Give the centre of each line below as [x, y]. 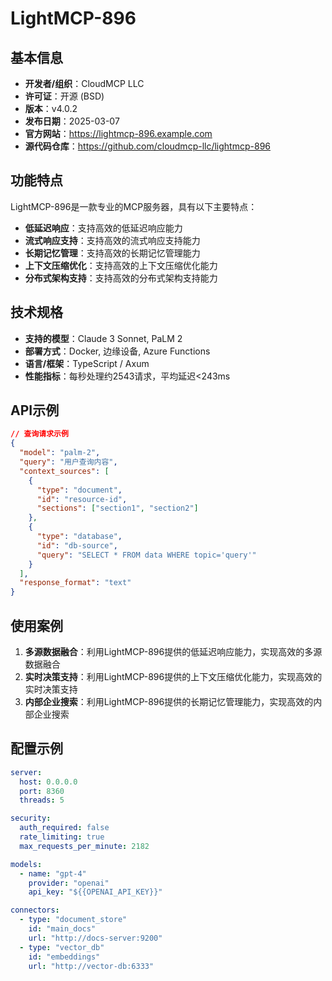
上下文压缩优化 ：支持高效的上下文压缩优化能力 [121, 265]
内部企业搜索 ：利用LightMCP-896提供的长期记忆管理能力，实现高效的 [169, 701]
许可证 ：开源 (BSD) [64, 96]
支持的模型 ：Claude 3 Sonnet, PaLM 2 [103, 338]
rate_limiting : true [62, 837]
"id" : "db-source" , [77, 545]
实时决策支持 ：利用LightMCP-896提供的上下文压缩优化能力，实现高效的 [173, 676]
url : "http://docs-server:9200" [95, 938]
